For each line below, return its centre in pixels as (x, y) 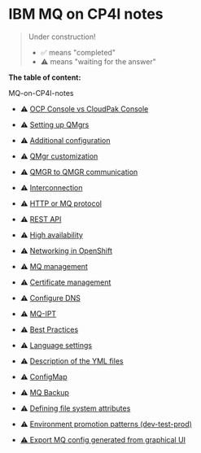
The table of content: (45, 77)
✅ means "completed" (78, 52)
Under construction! (62, 37)
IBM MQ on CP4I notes (86, 14)
